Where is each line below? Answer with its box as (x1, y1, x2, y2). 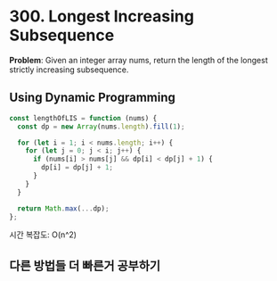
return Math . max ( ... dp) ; (17, 203, 110, 213)
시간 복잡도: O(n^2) (9, 229, 77, 240)
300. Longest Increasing (9, 6, 194, 27)
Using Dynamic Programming (9, 90, 176, 105)
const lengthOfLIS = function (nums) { (9, 113, 158, 122)
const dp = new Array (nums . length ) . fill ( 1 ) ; (17, 122, 185, 131)
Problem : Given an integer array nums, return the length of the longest (9, 54, 269, 65)
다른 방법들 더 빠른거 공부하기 (9, 258, 161, 273)
